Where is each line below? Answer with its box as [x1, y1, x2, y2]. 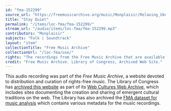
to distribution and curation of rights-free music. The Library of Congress [5, 79, 159, 85]
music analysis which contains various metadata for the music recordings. [5, 100, 161, 106]
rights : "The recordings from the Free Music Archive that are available [5, 54, 165, 60]
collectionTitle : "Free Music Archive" [5, 45, 90, 50]
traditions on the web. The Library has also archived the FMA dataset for [5, 95, 158, 101]
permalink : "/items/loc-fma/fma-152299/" [5, 21, 95, 27]
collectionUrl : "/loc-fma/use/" [5, 50, 74, 55]
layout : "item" [5, 41, 38, 46]
